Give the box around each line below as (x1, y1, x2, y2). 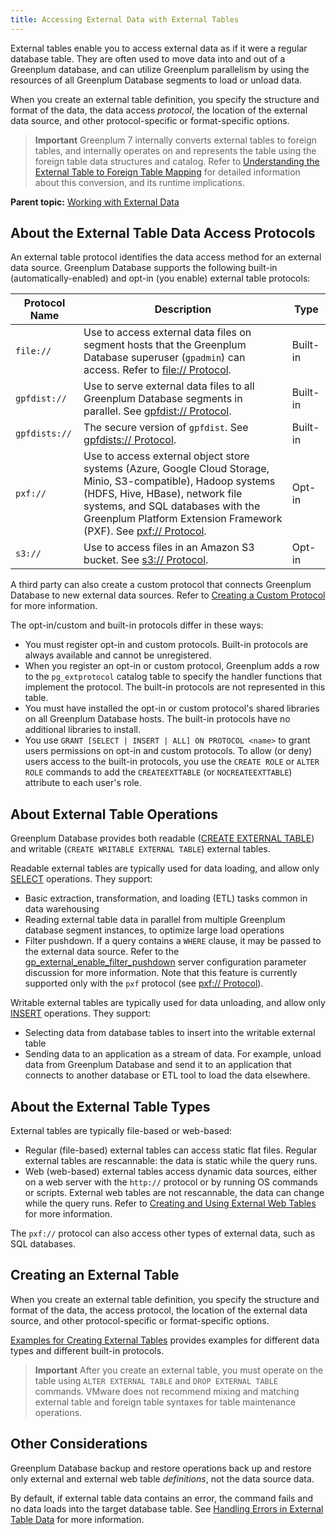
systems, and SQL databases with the (83, 499, 261, 513)
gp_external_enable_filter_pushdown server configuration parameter (24, 956, 307, 968)
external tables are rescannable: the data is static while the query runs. (24, 1155, 318, 1167)
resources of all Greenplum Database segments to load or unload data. (10, 74, 303, 86)
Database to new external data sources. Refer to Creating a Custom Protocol (10, 589, 326, 601)
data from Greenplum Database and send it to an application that (24, 1059, 292, 1071)
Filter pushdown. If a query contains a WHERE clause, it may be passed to (24, 935, 322, 947)
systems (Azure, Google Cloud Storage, (83, 462, 270, 476)
